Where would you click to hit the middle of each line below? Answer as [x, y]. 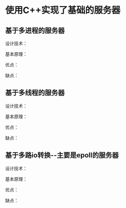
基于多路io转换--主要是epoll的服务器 [62, 155]
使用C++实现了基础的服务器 [63, 10]
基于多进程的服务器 [35, 30]
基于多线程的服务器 [35, 93]
